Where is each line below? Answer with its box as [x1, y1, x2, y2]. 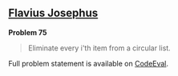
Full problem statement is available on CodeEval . [8, 58, 169, 68]
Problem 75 [8, 27, 47, 37]
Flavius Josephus [8, 6, 99, 20]
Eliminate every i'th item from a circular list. [27, 43, 171, 53]
